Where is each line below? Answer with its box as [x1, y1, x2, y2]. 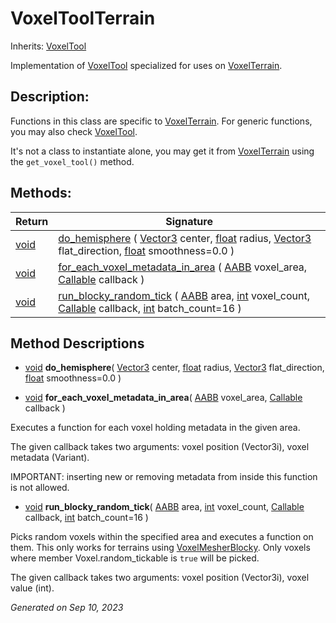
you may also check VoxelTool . [10, 125, 138, 137]
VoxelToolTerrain [10, 7, 156, 30]
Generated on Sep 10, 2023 [10, 602, 124, 614]
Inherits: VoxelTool [10, 40, 87, 52]
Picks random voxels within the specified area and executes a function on [10, 531, 314, 543]
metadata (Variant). [10, 452, 90, 464]
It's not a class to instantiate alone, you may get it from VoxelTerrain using [10, 145, 315, 157]
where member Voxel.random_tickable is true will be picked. [10, 552, 260, 564]
